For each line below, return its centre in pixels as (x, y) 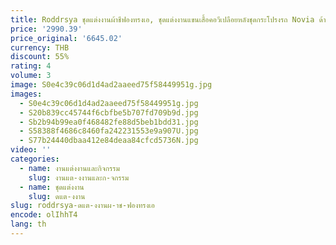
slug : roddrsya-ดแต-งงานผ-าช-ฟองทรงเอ (82, 206)
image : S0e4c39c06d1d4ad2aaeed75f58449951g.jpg (111, 85)
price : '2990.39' (46, 29)
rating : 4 (31, 66)
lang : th (28, 224)
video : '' (31, 150)
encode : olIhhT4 (44, 215)
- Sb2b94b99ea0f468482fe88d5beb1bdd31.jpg (109, 122)
